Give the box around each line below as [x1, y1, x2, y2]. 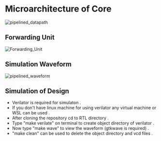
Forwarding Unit [5, 33, 55, 42]
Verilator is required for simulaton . [12, 100, 81, 106]
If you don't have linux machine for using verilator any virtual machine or [12, 105, 156, 111]
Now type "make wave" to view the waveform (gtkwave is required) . [12, 126, 149, 131]
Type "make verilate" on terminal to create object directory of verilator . [12, 120, 155, 126]
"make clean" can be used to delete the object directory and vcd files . [12, 130, 153, 136]
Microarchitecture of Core [5, 3, 112, 14]
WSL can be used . [12, 110, 50, 116]
